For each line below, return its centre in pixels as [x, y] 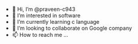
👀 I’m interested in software [46, 15]
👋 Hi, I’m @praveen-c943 [44, 9]
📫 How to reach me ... [40, 35]
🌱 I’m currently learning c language [56, 22]
